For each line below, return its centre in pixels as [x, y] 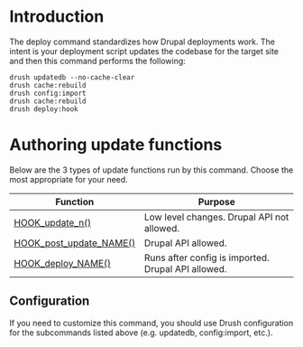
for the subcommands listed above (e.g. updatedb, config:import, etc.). [141, 333]
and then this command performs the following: [98, 61]
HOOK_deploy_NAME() [62, 263]
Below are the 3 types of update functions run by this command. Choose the [151, 170]
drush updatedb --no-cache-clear [72, 77]
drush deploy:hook [44, 109]
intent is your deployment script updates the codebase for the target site [144, 51]
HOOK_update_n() [53, 222]
